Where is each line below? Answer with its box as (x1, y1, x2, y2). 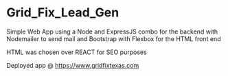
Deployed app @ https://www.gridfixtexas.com (6, 61, 139, 69)
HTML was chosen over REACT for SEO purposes (6, 48, 147, 56)
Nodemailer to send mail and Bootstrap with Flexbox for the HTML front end (6, 34, 221, 42)
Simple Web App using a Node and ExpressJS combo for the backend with (6, 27, 218, 36)
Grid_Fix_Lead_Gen (6, 5, 119, 21)
